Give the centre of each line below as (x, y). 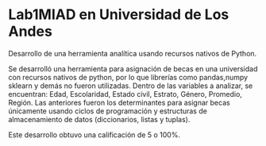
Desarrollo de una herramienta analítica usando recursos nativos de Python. (133, 53)
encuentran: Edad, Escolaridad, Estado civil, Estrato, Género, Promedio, (125, 94)
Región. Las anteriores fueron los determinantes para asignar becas (119, 102)
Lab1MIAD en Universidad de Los (119, 15)
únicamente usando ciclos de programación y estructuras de (108, 111)
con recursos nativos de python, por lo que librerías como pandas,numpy (128, 77)
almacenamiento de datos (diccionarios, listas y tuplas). (99, 119)
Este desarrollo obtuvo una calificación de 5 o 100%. (94, 134)
